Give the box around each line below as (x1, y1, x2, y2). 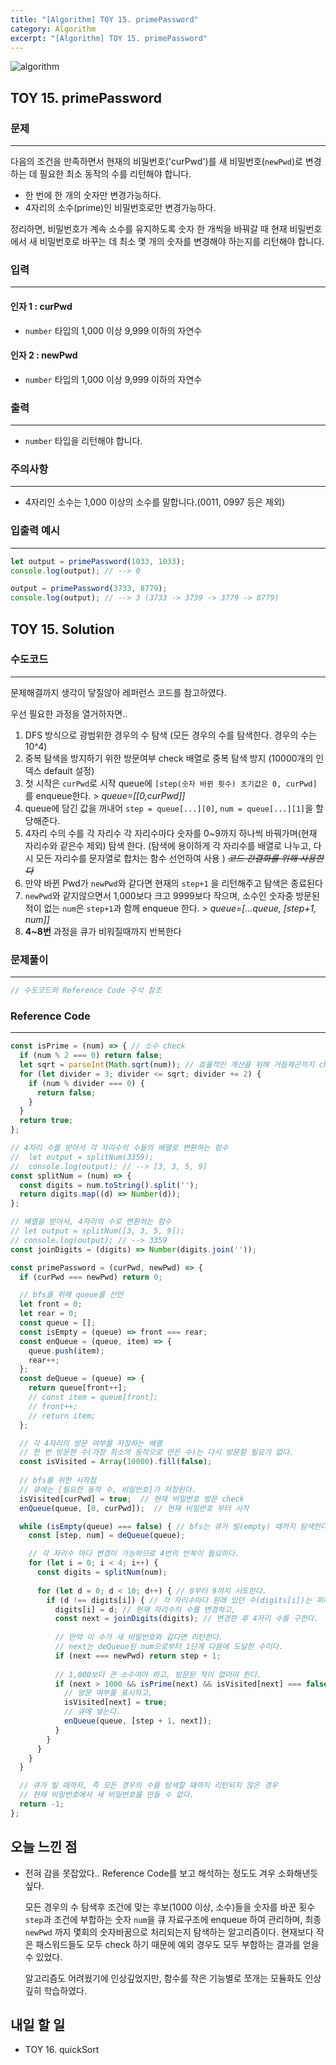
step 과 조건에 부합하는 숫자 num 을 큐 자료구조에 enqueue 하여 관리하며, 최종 (24, 1913, 322, 1925)
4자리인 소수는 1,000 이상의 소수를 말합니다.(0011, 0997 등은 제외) (24, 496, 285, 508)
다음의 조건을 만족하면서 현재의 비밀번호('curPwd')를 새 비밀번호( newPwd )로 (10, 156, 303, 168)
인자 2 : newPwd (10, 349, 78, 361)
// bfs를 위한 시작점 (19, 1476, 97, 1486)
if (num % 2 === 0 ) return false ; (19, 1051, 163, 1061)
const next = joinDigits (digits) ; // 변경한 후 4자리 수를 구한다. (54, 1614, 319, 1624)
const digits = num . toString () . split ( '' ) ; (19, 1180, 199, 1190)
